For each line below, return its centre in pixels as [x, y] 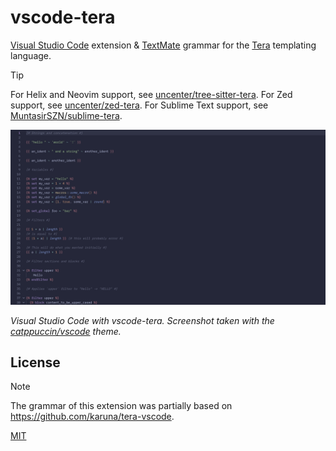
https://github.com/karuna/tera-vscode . [92, 417]
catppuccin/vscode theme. [66, 331]
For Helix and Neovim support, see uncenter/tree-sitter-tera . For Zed [151, 94]
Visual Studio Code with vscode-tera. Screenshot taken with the [142, 320]
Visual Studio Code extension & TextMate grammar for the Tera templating [163, 45]
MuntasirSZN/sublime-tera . [66, 115]
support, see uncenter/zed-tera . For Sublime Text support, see [139, 105]
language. [31, 55]
